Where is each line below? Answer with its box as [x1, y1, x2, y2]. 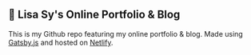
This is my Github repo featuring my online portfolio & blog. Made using [8, 29, 244, 38]
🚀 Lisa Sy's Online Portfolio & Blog [8, 8, 181, 22]
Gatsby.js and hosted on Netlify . [8, 37, 114, 47]
